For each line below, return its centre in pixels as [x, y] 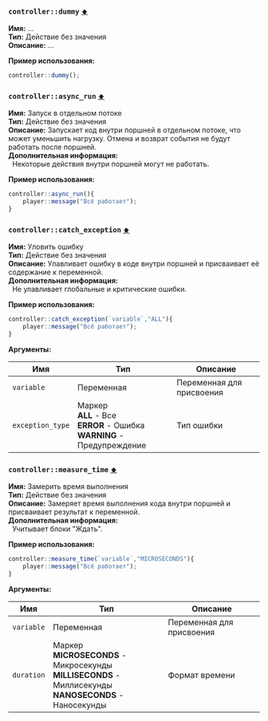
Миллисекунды [83, 685]
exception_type [41, 426]
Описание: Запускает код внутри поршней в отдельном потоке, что [125, 130]
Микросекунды [83, 665]
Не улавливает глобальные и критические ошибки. [99, 290]
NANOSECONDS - [89, 695]
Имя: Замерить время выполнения [69, 487]
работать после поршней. [53, 147]
